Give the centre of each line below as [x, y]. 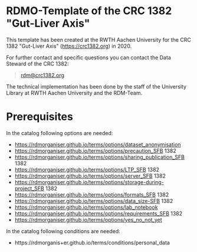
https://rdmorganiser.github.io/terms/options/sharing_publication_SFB [99, 157]
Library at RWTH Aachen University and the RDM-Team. [74, 93]
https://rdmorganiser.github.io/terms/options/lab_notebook [86, 207]
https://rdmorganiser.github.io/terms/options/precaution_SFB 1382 [96, 150]
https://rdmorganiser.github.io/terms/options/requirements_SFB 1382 [98, 213]
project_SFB [29, 188]
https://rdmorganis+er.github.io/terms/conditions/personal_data [92, 243]
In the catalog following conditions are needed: [63, 231]
